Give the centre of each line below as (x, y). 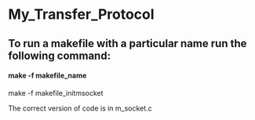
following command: (60, 55)
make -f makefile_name (47, 75)
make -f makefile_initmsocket (56, 93)
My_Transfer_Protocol (81, 15)
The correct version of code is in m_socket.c (80, 108)
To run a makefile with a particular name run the (127, 44)
